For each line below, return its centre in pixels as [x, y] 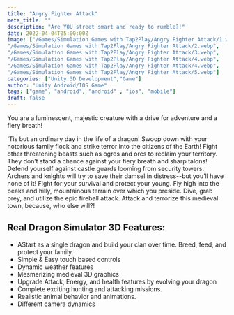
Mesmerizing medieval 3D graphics [68, 274]
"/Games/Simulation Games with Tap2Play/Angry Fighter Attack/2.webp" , [113, 46]
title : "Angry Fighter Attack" [53, 14]
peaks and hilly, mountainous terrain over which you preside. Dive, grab [110, 191]
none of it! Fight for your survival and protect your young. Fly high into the [113, 183]
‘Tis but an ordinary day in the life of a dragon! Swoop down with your [107, 139]
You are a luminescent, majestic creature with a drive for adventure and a [112, 118]
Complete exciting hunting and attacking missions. [89, 289]
